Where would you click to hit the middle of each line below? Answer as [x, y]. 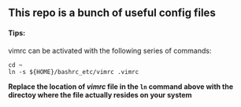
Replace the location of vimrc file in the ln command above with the [121, 87]
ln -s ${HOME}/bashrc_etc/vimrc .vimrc [74, 72]
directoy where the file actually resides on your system [100, 94]
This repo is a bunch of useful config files [112, 13]
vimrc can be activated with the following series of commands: [110, 50]
